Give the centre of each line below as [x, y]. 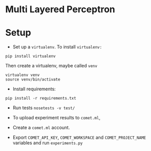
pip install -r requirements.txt [41, 98]
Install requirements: [34, 89]
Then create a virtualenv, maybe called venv [52, 66]
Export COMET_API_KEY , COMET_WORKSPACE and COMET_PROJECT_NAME [79, 137]
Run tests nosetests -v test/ [44, 108]
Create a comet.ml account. [41, 128]
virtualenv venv [22, 75]
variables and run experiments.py [48, 143]
